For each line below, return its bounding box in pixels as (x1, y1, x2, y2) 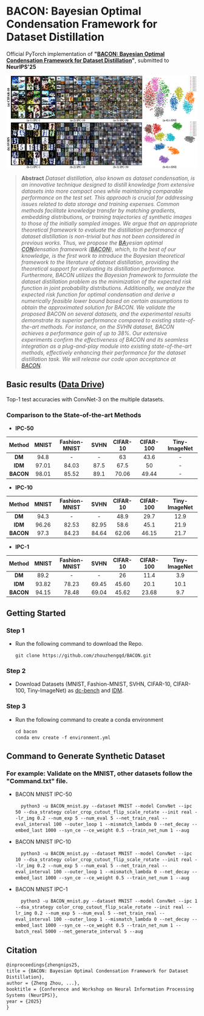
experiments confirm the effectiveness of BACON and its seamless (21, 336, 189, 344)
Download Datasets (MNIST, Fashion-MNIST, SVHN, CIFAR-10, (15, 680, 172, 688)
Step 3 (6, 702, 26, 711)
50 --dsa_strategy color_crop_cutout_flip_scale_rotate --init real (15, 809, 192, 815)
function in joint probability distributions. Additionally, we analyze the (21, 285, 195, 292)
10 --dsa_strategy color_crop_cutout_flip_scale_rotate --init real (15, 857, 192, 863)
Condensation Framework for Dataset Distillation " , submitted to (6, 57, 169, 64)
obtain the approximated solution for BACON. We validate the (21, 304, 176, 311)
